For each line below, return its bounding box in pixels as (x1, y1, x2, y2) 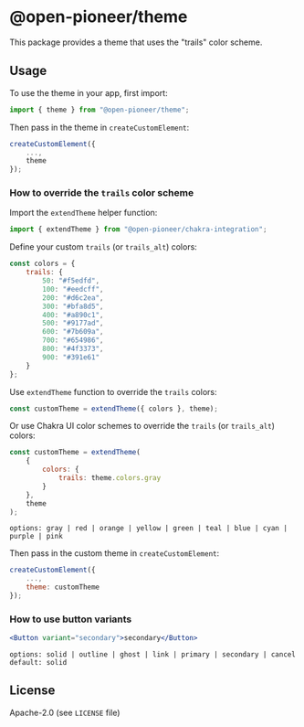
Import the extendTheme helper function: (9, 208, 158, 219)
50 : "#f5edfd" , (42, 276, 100, 285)
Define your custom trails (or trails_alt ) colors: (9, 241, 198, 252)
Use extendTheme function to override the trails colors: (9, 386, 217, 397)
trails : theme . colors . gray (58, 474, 162, 483)
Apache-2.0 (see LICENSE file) (9, 707, 121, 718)
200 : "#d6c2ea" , (42, 293, 104, 303)
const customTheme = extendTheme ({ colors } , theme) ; (9, 404, 219, 413)
